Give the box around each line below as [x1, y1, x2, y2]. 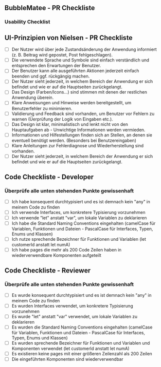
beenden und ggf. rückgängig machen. [11, 73, 90, 79]
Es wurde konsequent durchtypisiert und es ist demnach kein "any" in [11, 292, 152, 298]
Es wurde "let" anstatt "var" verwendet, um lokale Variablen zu [11, 313, 138, 319]
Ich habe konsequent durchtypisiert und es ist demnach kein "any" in [11, 198, 150, 204]
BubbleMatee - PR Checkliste [4, 4, 95, 12]
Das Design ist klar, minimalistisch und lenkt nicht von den [11, 121, 128, 127]
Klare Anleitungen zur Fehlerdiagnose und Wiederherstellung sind [11, 142, 144, 148]
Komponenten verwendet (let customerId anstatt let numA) [11, 346, 130, 351]
